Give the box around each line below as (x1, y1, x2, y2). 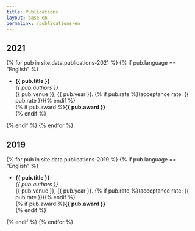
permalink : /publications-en (6, 20, 80, 26)
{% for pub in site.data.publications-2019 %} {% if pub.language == (6, 156, 177, 163)
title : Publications (6, 9, 59, 15)
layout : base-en (6, 15, 48, 21)
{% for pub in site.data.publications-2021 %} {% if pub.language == (6, 59, 177, 67)
